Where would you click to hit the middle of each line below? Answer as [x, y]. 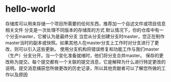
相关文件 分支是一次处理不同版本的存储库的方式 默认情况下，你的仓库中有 [82, 30]
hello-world [31, 9]
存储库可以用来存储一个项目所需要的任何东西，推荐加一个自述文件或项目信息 [85, 23]
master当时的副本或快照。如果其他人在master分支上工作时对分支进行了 [80, 43]
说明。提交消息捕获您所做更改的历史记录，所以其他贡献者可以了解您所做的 [83, 68]
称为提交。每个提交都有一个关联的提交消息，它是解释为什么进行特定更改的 [88, 62]
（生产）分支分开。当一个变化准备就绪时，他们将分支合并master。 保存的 [82, 55]
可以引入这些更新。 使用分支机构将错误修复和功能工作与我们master [89, 49]
